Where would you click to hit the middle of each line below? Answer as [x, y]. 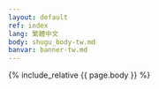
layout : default [38, 17]
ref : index [28, 26]
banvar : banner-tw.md [48, 50]
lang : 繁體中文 [34, 33]
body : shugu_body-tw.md [52, 42]
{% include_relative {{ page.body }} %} [79, 75]
